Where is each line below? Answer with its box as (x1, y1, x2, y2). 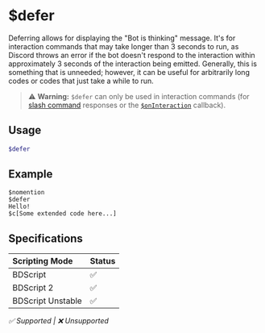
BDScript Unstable (12, 295, 82, 306)
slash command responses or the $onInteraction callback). (27, 100, 226, 110)
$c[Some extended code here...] (8, 210, 117, 218)
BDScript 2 (12, 282, 54, 293)
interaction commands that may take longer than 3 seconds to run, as (8, 41, 239, 51)
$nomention (8, 189, 45, 197)
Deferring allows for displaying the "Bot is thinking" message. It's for (8, 33, 236, 43)
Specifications (8, 231, 83, 245)
